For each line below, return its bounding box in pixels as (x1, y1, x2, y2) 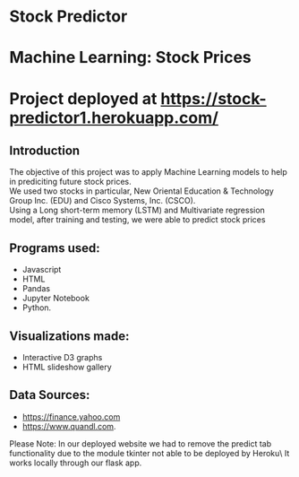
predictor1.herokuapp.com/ (9, 108, 219, 127)
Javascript (21, 265, 62, 275)
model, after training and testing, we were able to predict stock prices (9, 214, 266, 225)
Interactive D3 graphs (21, 352, 103, 362)
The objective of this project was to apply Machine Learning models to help (9, 167, 288, 178)
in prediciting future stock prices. (9, 177, 132, 187)
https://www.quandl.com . (21, 421, 116, 431)
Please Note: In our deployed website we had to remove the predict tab (9, 438, 271, 449)
